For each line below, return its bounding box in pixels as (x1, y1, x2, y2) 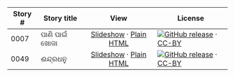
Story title (43, 13, 78, 23)
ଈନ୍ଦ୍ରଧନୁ (41, 54, 68, 64)
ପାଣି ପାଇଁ (41, 29, 68, 39)
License (177, 13, 204, 23)
